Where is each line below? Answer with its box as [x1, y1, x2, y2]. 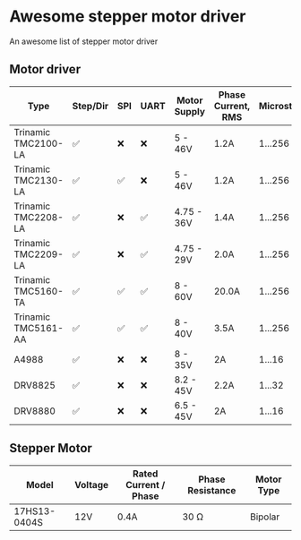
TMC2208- [13, 210, 64, 223]
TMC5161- [13, 321, 64, 334]
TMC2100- [13, 137, 64, 150]
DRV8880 [13, 405, 56, 417]
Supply [174, 105, 206, 117]
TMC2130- [13, 174, 64, 186]
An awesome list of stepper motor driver [9, 36, 159, 47]
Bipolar [249, 510, 280, 523]
